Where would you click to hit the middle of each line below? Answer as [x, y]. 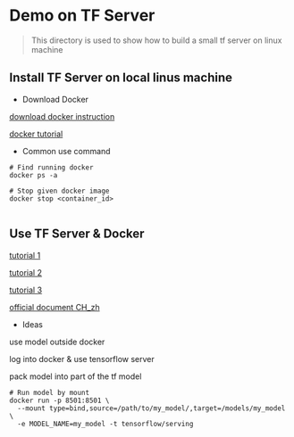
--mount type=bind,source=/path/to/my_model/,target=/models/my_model [151, 408]
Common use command [66, 151]
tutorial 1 [25, 255]
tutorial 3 [26, 290]
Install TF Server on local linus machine [121, 78]
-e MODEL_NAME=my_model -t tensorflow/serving [105, 424]
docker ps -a [34, 175]
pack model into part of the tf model [76, 376]
